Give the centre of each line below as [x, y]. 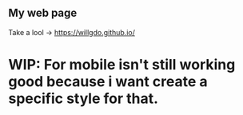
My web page [43, 13]
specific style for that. [83, 98]
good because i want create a [108, 81]
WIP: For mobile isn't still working [122, 65]
